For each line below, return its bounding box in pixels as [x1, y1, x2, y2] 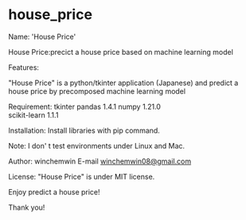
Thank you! [8, 203, 45, 212]
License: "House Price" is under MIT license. [8, 172, 155, 181]
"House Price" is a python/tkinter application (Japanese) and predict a [8, 78, 239, 87]
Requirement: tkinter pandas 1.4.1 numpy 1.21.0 [8, 102, 162, 111]
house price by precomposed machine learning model [8, 86, 185, 96]
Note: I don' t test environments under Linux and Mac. [8, 141, 185, 150]
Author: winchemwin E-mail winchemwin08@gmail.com [8, 156, 192, 166]
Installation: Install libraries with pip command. [8, 125, 161, 135]
